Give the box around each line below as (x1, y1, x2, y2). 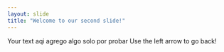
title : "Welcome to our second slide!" (7, 17, 126, 24)
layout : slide (7, 10, 50, 18)
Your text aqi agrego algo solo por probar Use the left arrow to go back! (7, 36, 217, 45)
